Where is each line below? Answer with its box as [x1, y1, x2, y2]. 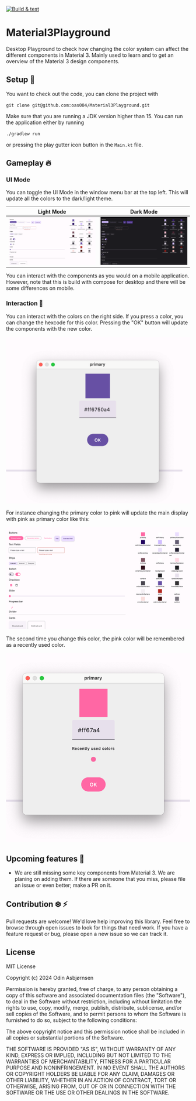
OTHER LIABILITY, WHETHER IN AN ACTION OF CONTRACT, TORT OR [6, 1076, 176, 1083]
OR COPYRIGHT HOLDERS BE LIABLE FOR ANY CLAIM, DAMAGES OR [6, 1070, 175, 1077]
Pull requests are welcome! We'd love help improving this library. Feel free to [6, 918, 190, 925]
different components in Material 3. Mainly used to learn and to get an [6, 52, 174, 59]
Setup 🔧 [6, 75, 36, 85]
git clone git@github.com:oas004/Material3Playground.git [6, 102, 150, 108]
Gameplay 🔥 [6, 158, 51, 168]
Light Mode [37, 208, 66, 215]
